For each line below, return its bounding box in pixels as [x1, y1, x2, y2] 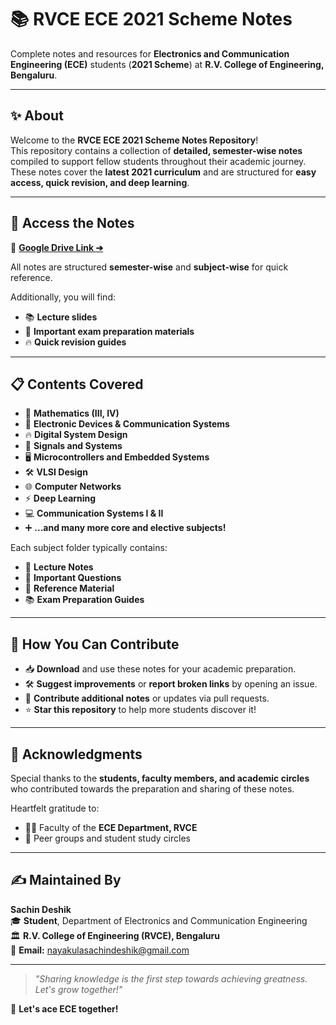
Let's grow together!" [34, 983, 123, 995]
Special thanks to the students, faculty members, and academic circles [10, 772, 310, 784]
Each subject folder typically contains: [10, 542, 168, 554]
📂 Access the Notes [10, 215, 135, 232]
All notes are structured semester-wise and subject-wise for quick [10, 261, 289, 273]
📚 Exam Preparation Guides [24, 594, 145, 606]
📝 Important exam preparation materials [24, 325, 195, 337]
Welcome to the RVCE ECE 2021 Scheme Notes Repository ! [10, 134, 259, 146]
